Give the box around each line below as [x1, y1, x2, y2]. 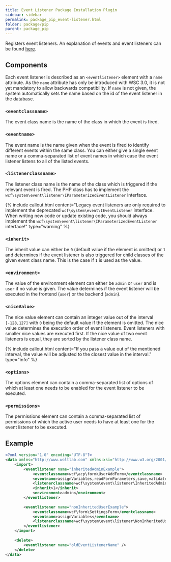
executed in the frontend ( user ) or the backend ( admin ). [5, 291, 121, 297]
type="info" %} [5, 356, 38, 362]
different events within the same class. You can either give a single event [5, 147, 158, 153]
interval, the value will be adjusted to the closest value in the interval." [5, 351, 152, 357]
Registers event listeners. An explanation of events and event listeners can [5, 40, 162, 46]
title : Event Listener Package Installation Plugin [5, 7, 117, 13]
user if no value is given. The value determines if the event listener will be [5, 286, 159, 292]
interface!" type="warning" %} [5, 223, 70, 229]
